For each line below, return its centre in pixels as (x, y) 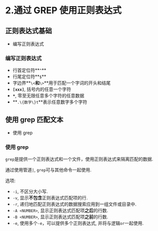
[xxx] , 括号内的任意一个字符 (42, 89)
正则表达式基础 (29, 31)
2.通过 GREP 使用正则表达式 (63, 10)
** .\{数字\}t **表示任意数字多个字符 (50, 102)
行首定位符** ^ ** (29, 70)
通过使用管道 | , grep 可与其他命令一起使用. (48, 170)
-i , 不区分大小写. (30, 191)
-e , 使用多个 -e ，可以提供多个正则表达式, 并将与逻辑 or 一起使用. (78, 223)
